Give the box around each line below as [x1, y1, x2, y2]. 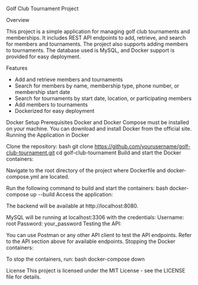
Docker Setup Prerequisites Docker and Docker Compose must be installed [6, 119, 189, 126]
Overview [6, 17, 30, 23]
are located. [40, 173, 70, 180]
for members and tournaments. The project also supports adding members [6, 41, 189, 47]
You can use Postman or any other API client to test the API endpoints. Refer [6, 232, 192, 238]
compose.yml [6, 173, 40, 180]
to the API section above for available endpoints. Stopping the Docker [6, 238, 176, 245]
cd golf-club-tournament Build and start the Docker [56, 149, 181, 156]
